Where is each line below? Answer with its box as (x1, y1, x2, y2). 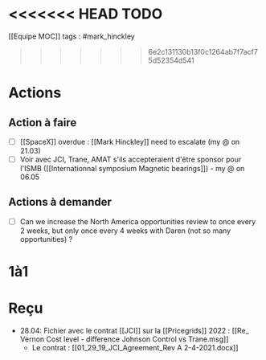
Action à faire (8, 116, 77, 129)
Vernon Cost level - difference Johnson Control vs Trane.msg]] (19, 334, 229, 344)
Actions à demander (8, 195, 113, 209)
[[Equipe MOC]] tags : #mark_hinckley (8, 31, 135, 41)
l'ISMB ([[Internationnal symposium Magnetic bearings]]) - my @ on (19, 164, 245, 174)
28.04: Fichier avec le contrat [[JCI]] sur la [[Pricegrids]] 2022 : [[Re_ (19, 326, 249, 336)
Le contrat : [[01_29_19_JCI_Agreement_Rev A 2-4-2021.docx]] (31, 343, 239, 353)
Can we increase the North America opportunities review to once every (19, 216, 256, 226)
